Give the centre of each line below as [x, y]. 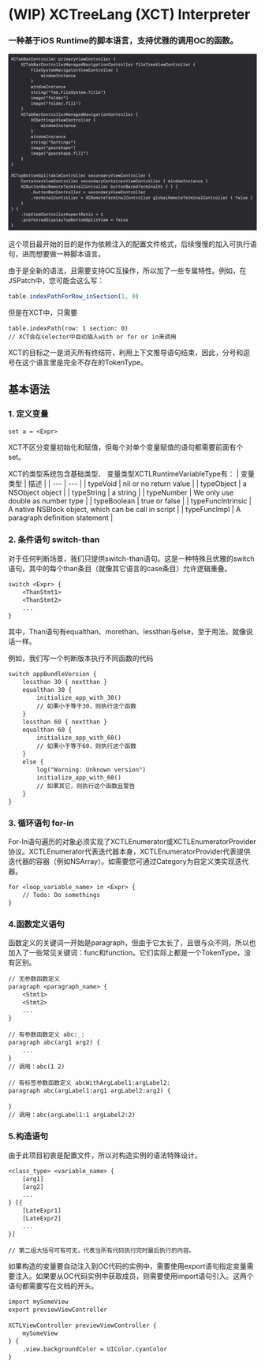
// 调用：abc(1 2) [37, 1067]
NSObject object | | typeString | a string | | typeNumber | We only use [121, 493]
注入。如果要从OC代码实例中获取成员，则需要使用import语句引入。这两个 [134, 1276]
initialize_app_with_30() [79, 697]
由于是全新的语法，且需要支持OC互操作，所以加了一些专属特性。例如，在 [127, 271]
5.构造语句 [28, 1136]
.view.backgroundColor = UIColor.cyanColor [95, 1349]
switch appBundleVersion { [52, 674]
